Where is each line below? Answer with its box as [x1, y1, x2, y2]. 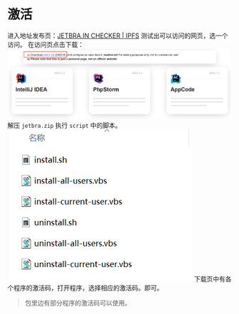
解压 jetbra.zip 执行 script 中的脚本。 [7, 121, 122, 129]
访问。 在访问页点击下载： [7, 40, 84, 48]
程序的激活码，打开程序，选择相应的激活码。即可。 [13, 283, 164, 292]
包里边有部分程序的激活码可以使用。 [24, 298, 132, 307]
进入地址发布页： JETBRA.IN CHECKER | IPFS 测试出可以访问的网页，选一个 [7, 31, 229, 40]
